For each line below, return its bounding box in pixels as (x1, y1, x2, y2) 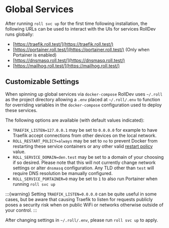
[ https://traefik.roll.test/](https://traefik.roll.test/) (12, 41, 114, 47)
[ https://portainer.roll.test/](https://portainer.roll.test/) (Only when (12, 46, 150, 52)
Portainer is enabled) (12, 52, 57, 58)
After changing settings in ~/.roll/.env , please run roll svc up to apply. (5, 217, 158, 223)
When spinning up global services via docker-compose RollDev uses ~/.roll (5, 91, 163, 97)
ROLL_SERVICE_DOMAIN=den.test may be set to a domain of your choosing (12, 154, 164, 160)
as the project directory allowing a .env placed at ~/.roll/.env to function (5, 96, 160, 102)
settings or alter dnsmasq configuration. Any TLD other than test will (12, 164, 154, 171)
